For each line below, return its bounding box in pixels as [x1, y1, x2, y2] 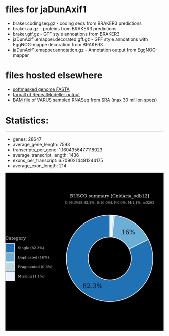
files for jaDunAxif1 [5, 4, 87, 15]
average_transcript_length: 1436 [12, 152, 79, 158]
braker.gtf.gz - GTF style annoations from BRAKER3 [12, 31, 120, 37]
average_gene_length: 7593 [12, 141, 70, 147]
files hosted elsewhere [5, 70, 103, 81]
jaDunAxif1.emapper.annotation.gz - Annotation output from [12, 47, 137, 53]
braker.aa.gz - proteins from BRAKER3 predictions [12, 25, 117, 31]
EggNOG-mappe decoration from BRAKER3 [12, 41, 103, 47]
